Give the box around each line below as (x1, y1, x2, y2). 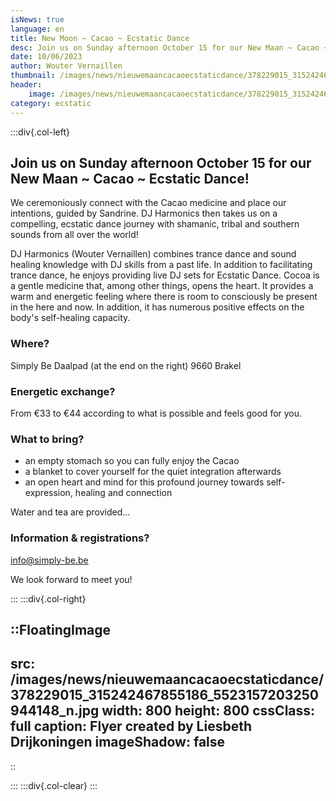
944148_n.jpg (10, 702, 100, 720)
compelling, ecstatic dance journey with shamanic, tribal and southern (10, 218, 300, 230)
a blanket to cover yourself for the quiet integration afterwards (24, 466, 282, 478)
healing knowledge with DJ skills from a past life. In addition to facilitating (10, 259, 313, 271)
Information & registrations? (10, 531, 150, 545)
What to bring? (10, 432, 85, 446)
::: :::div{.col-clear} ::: (10, 779, 98, 791)
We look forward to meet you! (10, 573, 133, 585)
